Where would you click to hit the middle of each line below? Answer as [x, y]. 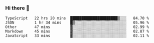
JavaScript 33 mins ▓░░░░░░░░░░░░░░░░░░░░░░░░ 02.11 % [77, 36]
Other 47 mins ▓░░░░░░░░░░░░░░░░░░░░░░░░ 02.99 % [77, 27]
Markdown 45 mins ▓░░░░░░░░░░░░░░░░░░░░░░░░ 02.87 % [77, 31]
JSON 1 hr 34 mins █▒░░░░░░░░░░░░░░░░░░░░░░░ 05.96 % [77, 23]
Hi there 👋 [18, 8]
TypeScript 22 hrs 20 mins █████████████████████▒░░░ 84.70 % [77, 18]
